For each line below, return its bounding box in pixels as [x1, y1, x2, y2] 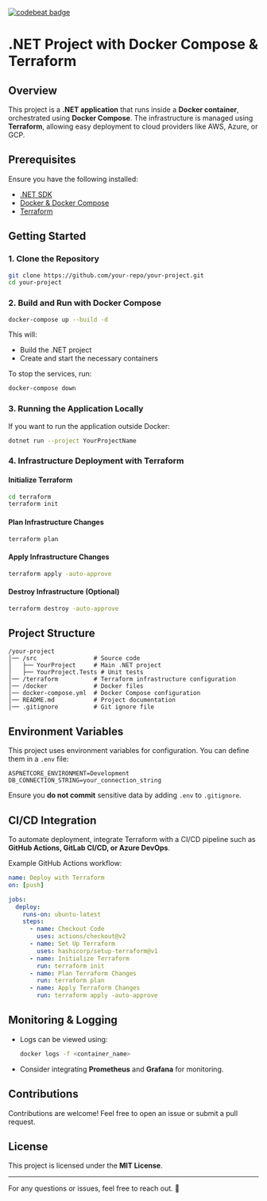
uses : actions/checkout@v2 [37, 933, 126, 940]
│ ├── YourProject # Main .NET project [8, 662, 161, 670]
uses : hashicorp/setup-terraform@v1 [37, 947, 158, 955]
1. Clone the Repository [8, 253, 99, 265]
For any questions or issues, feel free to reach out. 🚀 [8, 1184, 180, 1193]
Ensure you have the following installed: [8, 174, 139, 183]
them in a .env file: [8, 755, 69, 764]
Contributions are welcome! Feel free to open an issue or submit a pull [8, 1108, 238, 1118]
